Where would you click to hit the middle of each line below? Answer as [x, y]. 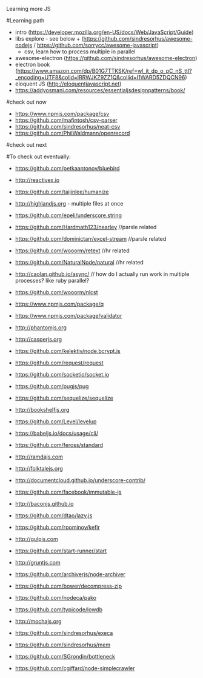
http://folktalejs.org [39, 468]
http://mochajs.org [38, 621]
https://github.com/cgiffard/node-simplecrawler [75, 668]
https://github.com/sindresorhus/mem [63, 645]
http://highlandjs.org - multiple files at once [69, 203]
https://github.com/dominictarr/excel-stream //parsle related [91, 239]
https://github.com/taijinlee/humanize [62, 192]
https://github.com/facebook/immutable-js [68, 492]
